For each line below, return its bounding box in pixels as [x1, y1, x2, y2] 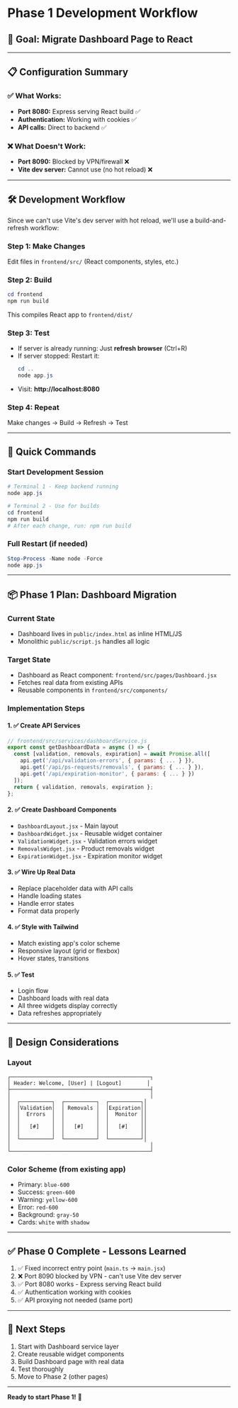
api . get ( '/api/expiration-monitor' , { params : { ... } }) [20, 770, 195, 777]
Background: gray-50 [17, 1210, 79, 1219]
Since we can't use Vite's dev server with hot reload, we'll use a [7, 216, 194, 225]
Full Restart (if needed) [7, 539, 89, 549]
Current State [7, 613, 55, 623]
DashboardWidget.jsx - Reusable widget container [17, 829, 163, 837]
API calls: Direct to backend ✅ [17, 123, 107, 132]
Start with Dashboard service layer [17, 1342, 119, 1351]
